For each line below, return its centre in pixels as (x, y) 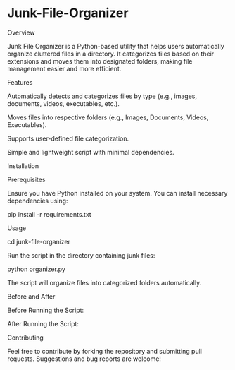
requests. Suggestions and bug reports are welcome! (84, 359)
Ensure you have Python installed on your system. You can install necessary (118, 193)
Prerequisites (26, 179)
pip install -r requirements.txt (49, 214)
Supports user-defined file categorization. (68, 138)
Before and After (31, 296)
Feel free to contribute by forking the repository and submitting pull (105, 351)
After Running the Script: (43, 323)
